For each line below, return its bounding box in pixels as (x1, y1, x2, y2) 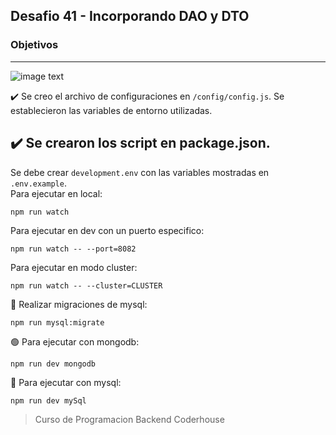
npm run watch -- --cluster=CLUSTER (10, 280, 163, 291)
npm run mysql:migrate (10, 317, 105, 328)
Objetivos (10, 38, 59, 52)
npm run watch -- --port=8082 (10, 244, 137, 254)
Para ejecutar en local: (10, 187, 103, 199)
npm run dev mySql (10, 395, 87, 406)
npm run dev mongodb (10, 359, 97, 369)
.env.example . (10, 177, 67, 189)
